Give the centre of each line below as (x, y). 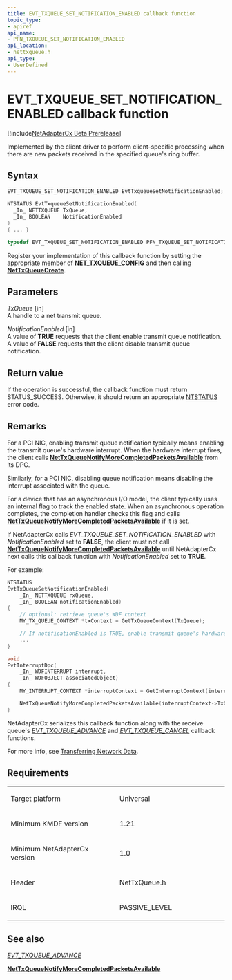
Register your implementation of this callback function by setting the (104, 255)
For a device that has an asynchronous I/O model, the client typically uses (112, 499)
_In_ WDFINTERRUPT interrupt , (63, 672)
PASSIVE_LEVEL (146, 907)
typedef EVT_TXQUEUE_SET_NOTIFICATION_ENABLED (75, 242)
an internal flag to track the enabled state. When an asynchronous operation (116, 506)
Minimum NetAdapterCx (50, 849)
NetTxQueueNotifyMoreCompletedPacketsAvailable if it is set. (98, 521)
